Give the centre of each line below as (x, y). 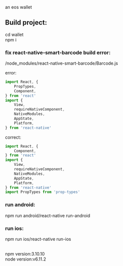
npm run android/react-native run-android (48, 215)
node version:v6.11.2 (26, 259)
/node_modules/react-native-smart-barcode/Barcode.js (61, 63)
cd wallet (14, 35)
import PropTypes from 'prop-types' (43, 192)
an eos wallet (18, 7)
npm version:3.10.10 (25, 254)
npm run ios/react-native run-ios (38, 239)
